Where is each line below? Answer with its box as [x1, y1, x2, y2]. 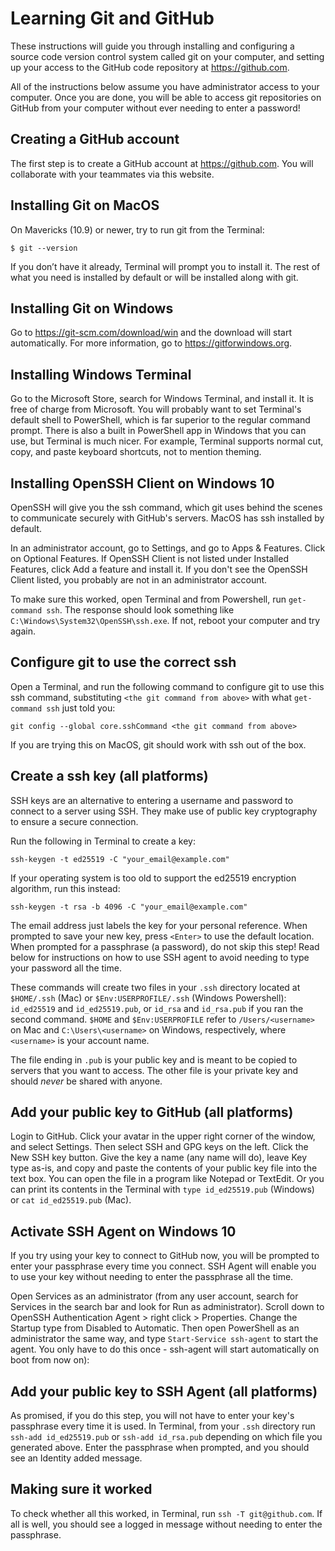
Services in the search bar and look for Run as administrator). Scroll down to [10, 1301, 325, 1313]
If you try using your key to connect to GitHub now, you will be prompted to [10, 1250, 320, 1262]
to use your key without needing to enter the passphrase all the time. [10, 1271, 294, 1283]
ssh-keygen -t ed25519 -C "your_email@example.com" [10, 854, 230, 864]
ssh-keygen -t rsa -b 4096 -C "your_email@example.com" [10, 902, 248, 912]
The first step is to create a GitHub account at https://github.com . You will [10, 157, 314, 169]
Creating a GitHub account [10, 131, 180, 148]
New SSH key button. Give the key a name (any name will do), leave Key [10, 1152, 308, 1164]
